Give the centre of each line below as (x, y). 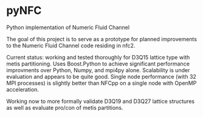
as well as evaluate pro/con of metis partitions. (65, 107)
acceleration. (23, 89)
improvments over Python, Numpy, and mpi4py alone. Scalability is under (98, 70)
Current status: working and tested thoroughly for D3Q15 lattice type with (98, 57)
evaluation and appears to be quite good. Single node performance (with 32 (101, 76)
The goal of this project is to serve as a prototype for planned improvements (102, 39)
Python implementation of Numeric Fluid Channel (68, 27)
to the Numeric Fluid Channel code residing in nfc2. (71, 45)
